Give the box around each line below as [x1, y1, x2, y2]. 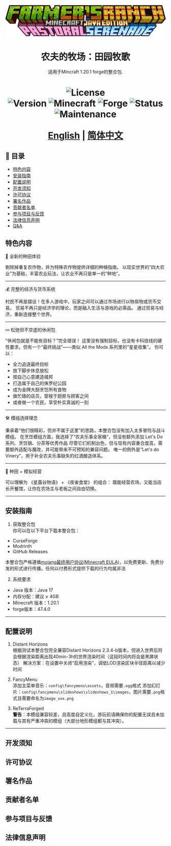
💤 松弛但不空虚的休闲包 [5, 327, 56, 333]
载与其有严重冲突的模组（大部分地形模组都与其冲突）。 [12, 718, 127, 724]
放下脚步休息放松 [12, 368, 49, 374]
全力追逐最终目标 [12, 361, 49, 368]
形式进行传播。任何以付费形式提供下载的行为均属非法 [14, 565, 126, 571]
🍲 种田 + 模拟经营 [5, 468, 42, 474]
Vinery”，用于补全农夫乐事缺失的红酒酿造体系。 [5, 453, 106, 459]
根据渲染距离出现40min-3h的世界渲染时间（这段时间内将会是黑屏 [17, 653, 154, 659]
